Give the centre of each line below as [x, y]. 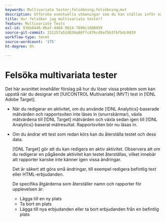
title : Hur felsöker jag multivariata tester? [54, 19]
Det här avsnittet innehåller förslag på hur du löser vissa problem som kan [80, 89]
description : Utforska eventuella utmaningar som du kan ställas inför [80, 14]
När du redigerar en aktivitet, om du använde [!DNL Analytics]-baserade [86, 109]
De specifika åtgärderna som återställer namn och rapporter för [77, 184]
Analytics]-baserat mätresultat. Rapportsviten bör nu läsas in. [75, 124]
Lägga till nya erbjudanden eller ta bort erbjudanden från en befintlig [89, 209]
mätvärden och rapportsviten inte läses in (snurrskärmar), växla [77, 114]
